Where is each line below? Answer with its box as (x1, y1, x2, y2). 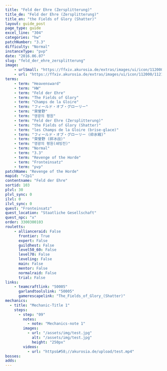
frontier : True (18, 233, 50, 238)
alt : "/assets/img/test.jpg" (31, 335, 92, 340)
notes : (23, 316, 37, 322)
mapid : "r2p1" (5, 173, 35, 179)
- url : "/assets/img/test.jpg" (27, 331, 92, 336)
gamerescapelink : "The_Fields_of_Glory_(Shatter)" (18, 294, 126, 298)
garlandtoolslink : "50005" (18, 289, 75, 294)
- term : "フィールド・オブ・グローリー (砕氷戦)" (14, 132, 106, 137)
